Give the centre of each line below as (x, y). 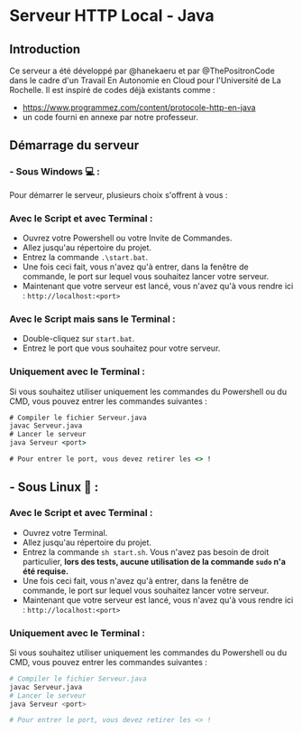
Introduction (45, 49)
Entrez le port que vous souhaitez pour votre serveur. (121, 348)
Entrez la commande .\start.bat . (85, 257)
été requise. (46, 571)
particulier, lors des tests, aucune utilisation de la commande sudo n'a (154, 561)
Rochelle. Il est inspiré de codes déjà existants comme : (112, 90)
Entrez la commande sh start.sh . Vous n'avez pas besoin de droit (146, 551)
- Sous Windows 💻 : (55, 172)
